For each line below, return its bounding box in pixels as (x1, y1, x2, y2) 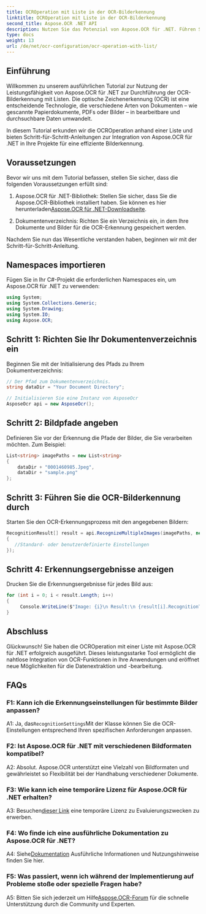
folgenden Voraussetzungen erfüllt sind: (6, 180, 109, 188)
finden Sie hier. (6, 857, 45, 864)
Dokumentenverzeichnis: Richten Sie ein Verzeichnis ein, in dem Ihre (15, 217, 189, 225)
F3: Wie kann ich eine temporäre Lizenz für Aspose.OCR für (6, 785, 188, 794)
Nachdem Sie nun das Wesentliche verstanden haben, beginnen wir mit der (6, 236, 197, 243)
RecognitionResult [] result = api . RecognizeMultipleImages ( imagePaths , (6, 530, 193, 536)
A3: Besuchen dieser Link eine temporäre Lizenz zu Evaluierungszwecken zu (6, 807, 199, 814)
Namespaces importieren (6, 259, 106, 270)
